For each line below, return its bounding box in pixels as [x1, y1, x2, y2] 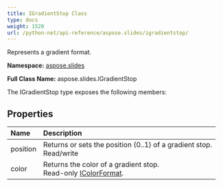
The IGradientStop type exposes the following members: [7, 88, 167, 96]
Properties [7, 108, 54, 120]
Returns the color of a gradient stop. [43, 159, 160, 169]
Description [43, 129, 82, 138]
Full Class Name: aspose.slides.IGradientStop [7, 75, 137, 83]
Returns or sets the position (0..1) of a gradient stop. [43, 140, 213, 150]
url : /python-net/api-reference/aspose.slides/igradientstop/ [7, 29, 189, 36]
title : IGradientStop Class [7, 10, 88, 17]
